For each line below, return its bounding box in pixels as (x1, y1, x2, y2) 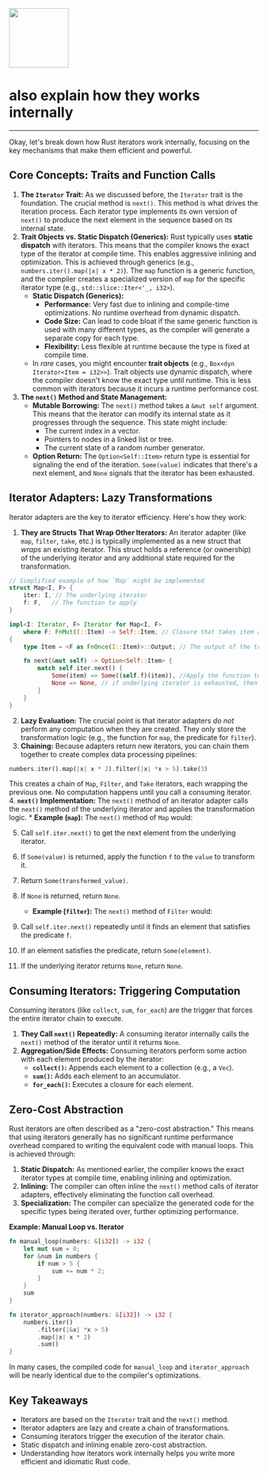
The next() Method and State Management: (20, 392, 167, 402)
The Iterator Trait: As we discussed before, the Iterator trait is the (20, 190, 243, 199)
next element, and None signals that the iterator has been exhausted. (32, 468, 255, 477)
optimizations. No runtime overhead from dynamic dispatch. (44, 307, 241, 317)
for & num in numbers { (23, 1252, 98, 1260)
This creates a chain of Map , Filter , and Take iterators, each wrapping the (9, 779, 248, 789)
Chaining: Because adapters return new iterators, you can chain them (20, 741, 250, 750)
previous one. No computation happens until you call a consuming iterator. (9, 788, 252, 797)
